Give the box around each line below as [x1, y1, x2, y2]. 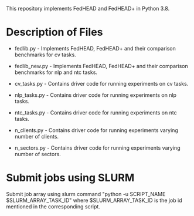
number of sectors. [14, 150, 62, 157]
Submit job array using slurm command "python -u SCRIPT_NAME [6, 190, 166, 197]
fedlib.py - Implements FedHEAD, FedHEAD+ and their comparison [14, 45, 176, 52]
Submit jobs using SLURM [6, 171, 135, 184]
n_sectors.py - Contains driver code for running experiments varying [14, 144, 181, 151]
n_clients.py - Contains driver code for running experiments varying [14, 126, 179, 134]
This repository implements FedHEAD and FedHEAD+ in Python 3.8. [6, 5, 170, 12]
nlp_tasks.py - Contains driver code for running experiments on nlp [14, 91, 177, 99]
